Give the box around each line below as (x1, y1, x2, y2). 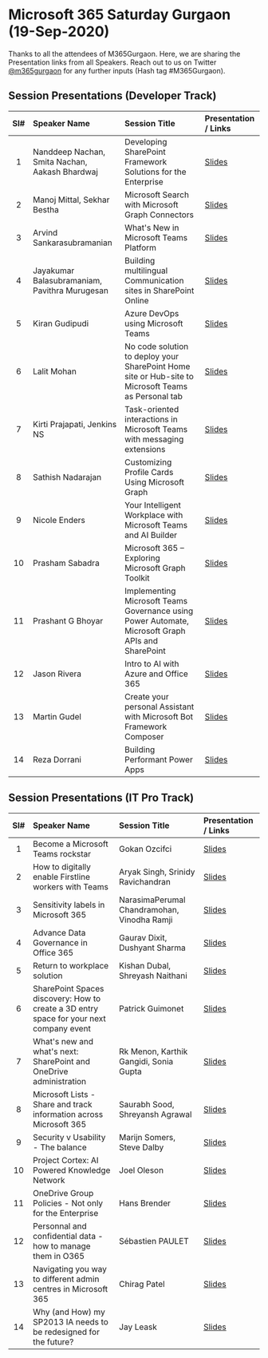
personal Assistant (124, 701, 195, 712)
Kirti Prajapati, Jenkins (33, 418, 117, 430)
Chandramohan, (119, 904, 179, 915)
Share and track (33, 1099, 93, 1110)
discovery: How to (33, 992, 101, 1004)
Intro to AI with (124, 658, 179, 669)
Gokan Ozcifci (119, 843, 172, 854)
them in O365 (33, 1250, 85, 1261)
